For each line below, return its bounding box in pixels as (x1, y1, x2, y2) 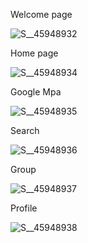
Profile (10, 202, 38, 214)
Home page (10, 47, 59, 59)
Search (10, 125, 40, 136)
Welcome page (10, 9, 73, 20)
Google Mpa (10, 86, 62, 98)
